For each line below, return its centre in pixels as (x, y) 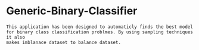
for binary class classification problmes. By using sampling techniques (100, 32)
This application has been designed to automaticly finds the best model (100, 27)
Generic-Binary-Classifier (72, 11)
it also (16, 37)
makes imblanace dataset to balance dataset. (63, 42)
